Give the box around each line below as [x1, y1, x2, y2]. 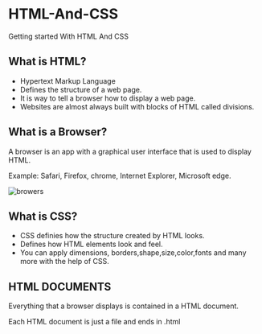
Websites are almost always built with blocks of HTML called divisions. [19, 101, 255, 111]
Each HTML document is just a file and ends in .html [8, 317, 181, 327]
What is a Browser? [8, 126, 108, 139]
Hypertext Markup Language [19, 76, 117, 85]
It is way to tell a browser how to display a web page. [19, 93, 196, 103]
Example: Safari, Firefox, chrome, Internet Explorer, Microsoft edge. [8, 171, 231, 180]
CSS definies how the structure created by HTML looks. [19, 231, 205, 241]
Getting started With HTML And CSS [8, 31, 129, 41]
